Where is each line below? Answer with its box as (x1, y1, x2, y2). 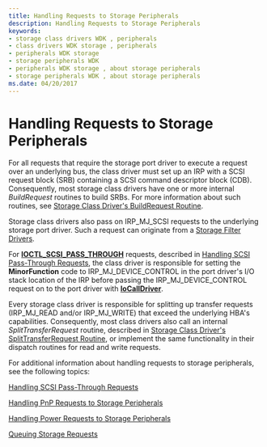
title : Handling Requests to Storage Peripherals (8, 11, 180, 20)
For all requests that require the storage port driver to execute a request (8, 158, 248, 168)
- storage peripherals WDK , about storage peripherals (8, 72, 201, 80)
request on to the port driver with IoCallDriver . (8, 284, 163, 293)
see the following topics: (8, 367, 91, 377)
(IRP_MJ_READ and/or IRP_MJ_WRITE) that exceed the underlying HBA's (8, 308, 251, 318)
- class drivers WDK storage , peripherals (8, 42, 158, 50)
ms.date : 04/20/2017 (8, 79, 78, 87)
